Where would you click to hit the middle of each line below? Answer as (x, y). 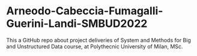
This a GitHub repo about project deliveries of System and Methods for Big (98, 40)
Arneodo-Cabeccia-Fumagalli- (85, 11)
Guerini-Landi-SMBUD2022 (77, 24)
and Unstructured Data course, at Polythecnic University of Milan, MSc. (95, 46)
